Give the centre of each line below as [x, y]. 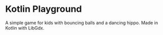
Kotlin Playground [44, 9]
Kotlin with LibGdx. [25, 28]
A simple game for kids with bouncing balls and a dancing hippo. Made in [82, 23]
